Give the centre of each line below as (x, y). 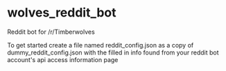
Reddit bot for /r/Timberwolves (51, 32)
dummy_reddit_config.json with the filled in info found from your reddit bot (113, 52)
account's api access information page (63, 59)
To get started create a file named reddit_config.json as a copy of (101, 45)
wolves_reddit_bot (62, 13)
